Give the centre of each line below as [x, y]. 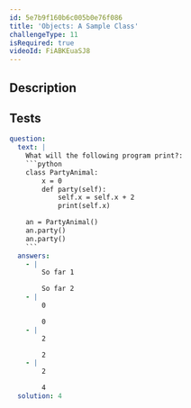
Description [43, 88]
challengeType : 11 [44, 34]
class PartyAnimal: [62, 172]
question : [28, 139]
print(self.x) [84, 206]
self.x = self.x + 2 [96, 198]
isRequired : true [42, 43]
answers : [34, 256]
